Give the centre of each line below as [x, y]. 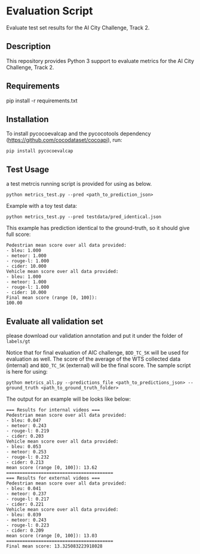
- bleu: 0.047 [24, 420]
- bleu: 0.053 [24, 447]
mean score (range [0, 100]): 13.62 [52, 468]
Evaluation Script [50, 11]
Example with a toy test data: [42, 206]
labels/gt [19, 341]
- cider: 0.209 [25, 531]
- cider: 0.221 [25, 504]
